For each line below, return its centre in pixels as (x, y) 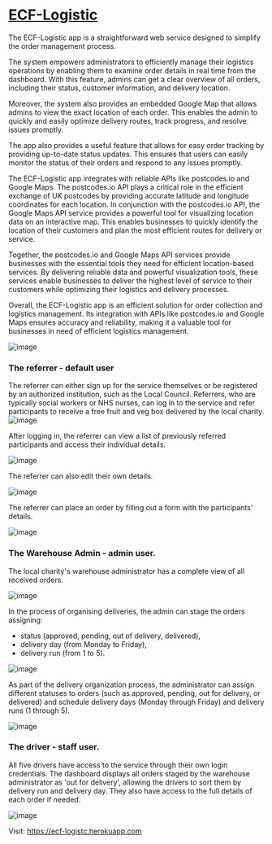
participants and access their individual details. (87, 444)
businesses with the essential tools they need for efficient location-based (131, 263)
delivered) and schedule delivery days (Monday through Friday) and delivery (136, 702)
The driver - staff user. (54, 747)
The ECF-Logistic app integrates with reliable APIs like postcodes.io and (129, 178)
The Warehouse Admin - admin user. (82, 553)
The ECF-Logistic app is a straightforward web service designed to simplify (135, 37)
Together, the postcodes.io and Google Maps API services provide (119, 255)
